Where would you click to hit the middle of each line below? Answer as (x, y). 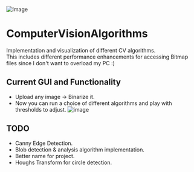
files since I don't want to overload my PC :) (60, 63)
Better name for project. (45, 156)
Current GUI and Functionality (63, 82)
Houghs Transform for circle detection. (63, 162)
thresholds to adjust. (40, 109)
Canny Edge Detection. (44, 143)
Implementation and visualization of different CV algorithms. (81, 50)
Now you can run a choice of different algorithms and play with (93, 103)
